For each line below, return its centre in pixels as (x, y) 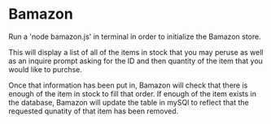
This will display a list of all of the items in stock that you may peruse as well (136, 52)
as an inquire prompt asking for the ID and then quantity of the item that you (135, 61)
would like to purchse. (46, 69)
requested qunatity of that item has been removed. (94, 111)
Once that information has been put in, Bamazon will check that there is (128, 85)
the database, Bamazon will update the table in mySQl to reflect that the (129, 102)
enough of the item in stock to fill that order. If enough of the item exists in (133, 93)
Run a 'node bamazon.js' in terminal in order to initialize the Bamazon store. (135, 36)
